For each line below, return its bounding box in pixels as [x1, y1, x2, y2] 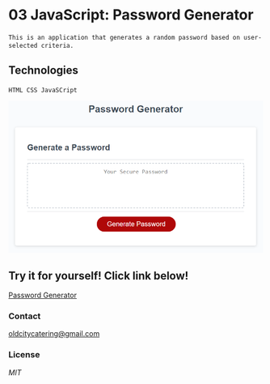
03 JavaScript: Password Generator [8, 6, 254, 24]
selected [8, 41, 38, 49]
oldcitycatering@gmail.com [8, 329, 100, 339]
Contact [8, 310, 41, 322]
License [8, 349, 40, 361]
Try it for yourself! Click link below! [8, 269, 189, 283]
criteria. [40, 41, 74, 49]
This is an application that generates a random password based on [8, 33, 241, 41]
